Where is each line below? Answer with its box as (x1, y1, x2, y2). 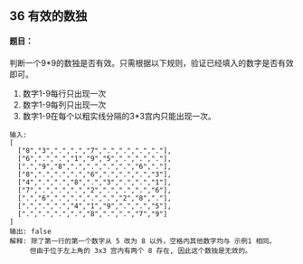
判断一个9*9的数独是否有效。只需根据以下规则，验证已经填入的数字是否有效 (9, 57, 294, 68)
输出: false (9, 227, 52, 236)
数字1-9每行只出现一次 (22, 88, 107, 99)
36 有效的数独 (9, 8, 88, 24)
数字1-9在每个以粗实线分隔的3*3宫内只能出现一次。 (22, 110, 216, 121)
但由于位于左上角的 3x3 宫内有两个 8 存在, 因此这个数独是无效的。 (29, 246, 252, 255)
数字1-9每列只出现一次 (22, 99, 107, 110)
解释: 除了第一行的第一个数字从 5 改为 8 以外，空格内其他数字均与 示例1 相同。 (9, 236, 277, 246)
